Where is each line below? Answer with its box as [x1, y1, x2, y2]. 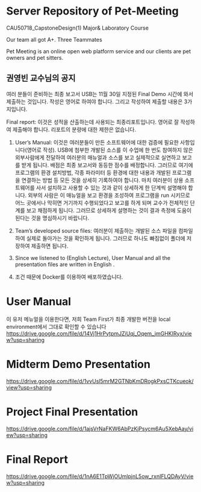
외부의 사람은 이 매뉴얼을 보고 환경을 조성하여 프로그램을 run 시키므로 [28, 192, 191, 199]
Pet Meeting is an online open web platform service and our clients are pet [6, 47, 191, 55]
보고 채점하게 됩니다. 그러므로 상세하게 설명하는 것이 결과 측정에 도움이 [26, 207, 192, 214]
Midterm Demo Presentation [6, 357, 150, 371]
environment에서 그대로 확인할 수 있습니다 [6, 323, 107, 330]
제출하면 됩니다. [31, 242, 69, 249]
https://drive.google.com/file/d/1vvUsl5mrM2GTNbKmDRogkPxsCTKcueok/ [6, 377, 194, 384]
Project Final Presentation [6, 405, 138, 418]
